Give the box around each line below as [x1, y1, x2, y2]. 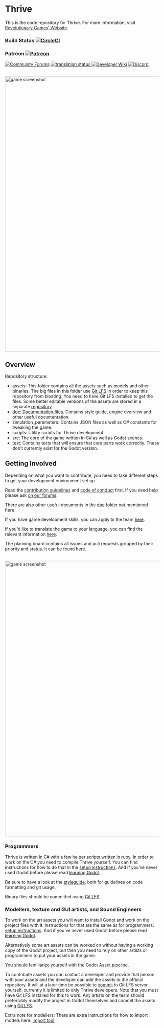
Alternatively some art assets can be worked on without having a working [5, 942, 153, 948]
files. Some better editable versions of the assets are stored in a [12, 398, 141, 404]
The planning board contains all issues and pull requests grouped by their [5, 540, 154, 546]
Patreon [5, 50, 24, 57]
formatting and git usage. [5, 885, 56, 890]
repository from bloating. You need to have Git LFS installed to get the [12, 393, 153, 399]
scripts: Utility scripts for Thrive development [12, 429, 104, 435]
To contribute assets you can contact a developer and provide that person [5, 972, 155, 978]
